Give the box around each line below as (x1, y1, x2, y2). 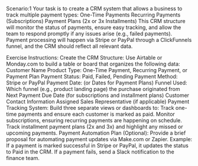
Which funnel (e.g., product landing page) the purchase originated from (6, 86, 180, 92)
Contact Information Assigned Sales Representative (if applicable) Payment (6, 98, 190, 105)
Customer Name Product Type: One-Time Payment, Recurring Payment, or (6, 67, 188, 73)
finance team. (6, 155, 40, 161)
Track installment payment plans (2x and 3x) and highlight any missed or (6, 123, 183, 130)
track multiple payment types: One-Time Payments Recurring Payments (6, 11, 181, 18)
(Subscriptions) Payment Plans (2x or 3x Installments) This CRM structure (6, 18, 186, 24)
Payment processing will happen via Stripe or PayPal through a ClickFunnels (6, 37, 192, 43)
